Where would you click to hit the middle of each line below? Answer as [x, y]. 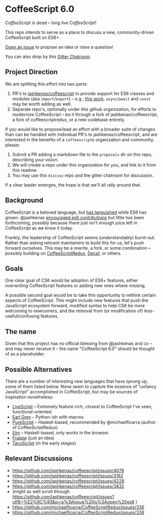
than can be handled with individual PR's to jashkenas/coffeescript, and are [81, 134]
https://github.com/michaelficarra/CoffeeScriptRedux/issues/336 [78, 507]
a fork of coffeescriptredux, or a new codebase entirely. [69, 120]
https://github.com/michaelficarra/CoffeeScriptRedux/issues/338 [78, 512]
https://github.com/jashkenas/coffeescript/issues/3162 [68, 476]
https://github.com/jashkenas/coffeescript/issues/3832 [68, 486]
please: [13, 145]
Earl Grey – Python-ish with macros [48, 417]
